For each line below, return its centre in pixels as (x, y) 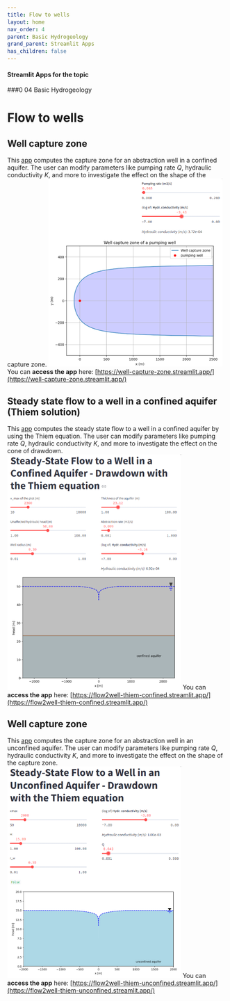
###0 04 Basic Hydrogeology (50, 90)
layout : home (26, 22)
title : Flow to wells (39, 15)
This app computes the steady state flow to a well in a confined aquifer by (113, 429)
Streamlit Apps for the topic (48, 74)
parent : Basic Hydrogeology (48, 37)
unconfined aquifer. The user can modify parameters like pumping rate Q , (113, 748)
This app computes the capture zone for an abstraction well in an (100, 741)
